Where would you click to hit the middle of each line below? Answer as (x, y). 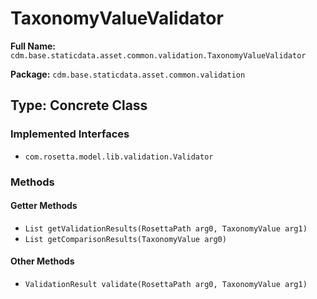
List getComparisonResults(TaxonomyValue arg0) (125, 239)
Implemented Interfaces (70, 134)
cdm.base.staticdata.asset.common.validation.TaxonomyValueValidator (158, 55)
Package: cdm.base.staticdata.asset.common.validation (128, 74)
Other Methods (42, 261)
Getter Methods (44, 206)
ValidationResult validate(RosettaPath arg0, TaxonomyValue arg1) (166, 284)
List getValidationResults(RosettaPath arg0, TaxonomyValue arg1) (166, 228)
